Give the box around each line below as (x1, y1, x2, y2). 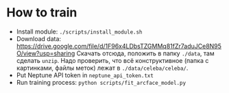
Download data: (16, 34, 62, 42)
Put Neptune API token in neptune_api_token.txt (16, 70, 154, 79)
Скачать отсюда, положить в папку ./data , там (76, 49, 215, 57)
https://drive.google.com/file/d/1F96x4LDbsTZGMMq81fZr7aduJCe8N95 (16, 42, 222, 50)
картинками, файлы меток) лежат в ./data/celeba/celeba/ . (16, 64, 189, 72)
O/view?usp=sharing (16, 49, 75, 57)
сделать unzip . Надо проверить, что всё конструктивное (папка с (16, 56, 209, 64)
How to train (6, 5, 77, 21)
